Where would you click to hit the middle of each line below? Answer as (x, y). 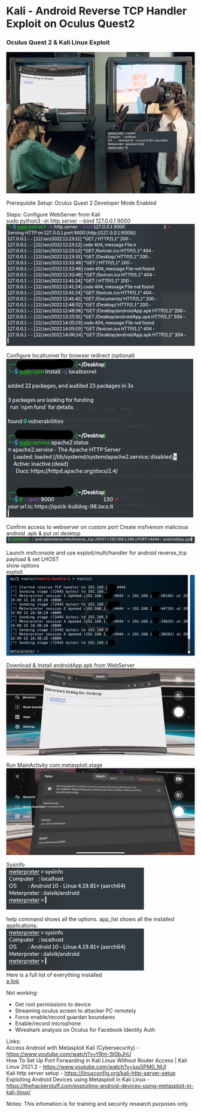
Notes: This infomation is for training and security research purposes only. (98, 1103)
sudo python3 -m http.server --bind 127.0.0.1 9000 (68, 221)
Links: (13, 1041)
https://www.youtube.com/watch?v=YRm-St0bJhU (69, 1054)
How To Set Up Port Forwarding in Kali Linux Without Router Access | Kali (97, 1060)
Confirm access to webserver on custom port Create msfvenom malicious (97, 527)
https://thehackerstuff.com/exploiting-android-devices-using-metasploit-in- (100, 1085)
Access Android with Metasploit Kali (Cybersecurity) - (73, 1047)
